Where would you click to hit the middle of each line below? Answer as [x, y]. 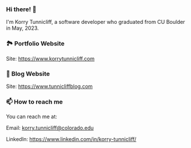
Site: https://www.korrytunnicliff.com [50, 58]
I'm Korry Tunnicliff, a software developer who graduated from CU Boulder [95, 22]
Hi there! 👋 [21, 9]
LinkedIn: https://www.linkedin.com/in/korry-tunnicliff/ [71, 139]
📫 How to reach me [34, 101]
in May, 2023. [22, 28]
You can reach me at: [32, 117]
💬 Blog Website [28, 73]
